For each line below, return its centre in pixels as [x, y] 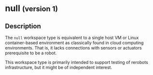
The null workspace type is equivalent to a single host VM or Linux [72, 37]
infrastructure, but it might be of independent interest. [59, 67]
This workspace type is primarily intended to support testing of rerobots [77, 62]
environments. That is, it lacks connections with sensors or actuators [73, 48]
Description [23, 26]
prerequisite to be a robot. [31, 53]
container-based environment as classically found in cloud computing [74, 43]
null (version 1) [32, 8]
